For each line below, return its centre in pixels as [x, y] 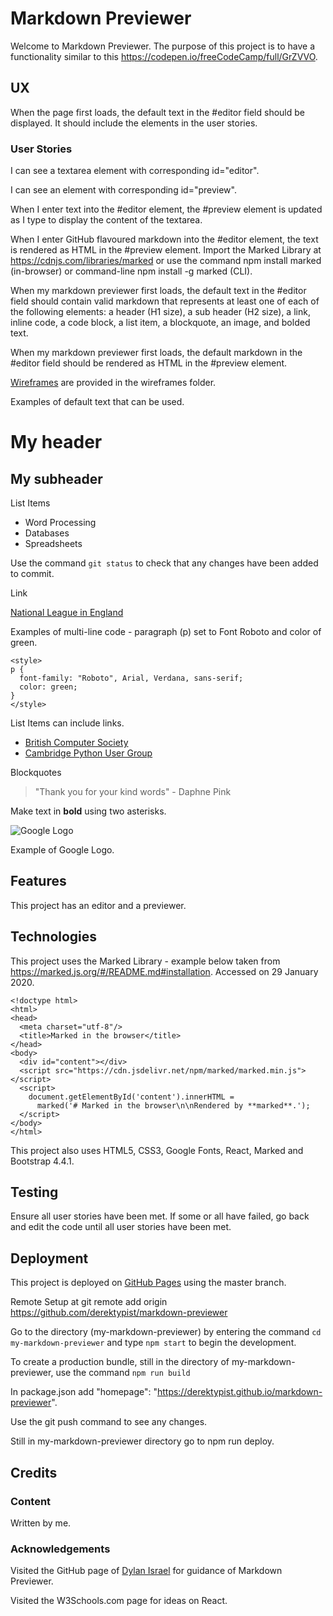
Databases [47, 533]
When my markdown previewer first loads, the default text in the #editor [158, 291]
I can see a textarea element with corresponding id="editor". [135, 171]
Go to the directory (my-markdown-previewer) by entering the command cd [166, 1332]
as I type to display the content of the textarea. [106, 220]
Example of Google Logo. [62, 850]
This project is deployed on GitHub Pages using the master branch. [148, 1283]
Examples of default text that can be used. [97, 402]
